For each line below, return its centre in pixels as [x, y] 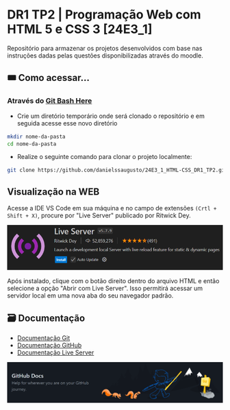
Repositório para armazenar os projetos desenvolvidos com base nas [105, 48]
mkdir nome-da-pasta [37, 136]
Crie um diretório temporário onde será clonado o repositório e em [111, 116]
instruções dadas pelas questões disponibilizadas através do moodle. [105, 56]
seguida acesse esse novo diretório [67, 123]
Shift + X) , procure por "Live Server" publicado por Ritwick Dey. [99, 215]
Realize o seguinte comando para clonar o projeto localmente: [104, 157]
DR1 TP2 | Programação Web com [104, 15]
